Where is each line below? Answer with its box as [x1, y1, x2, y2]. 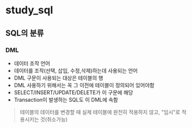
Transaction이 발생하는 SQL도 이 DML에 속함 [13, 96, 118, 103]
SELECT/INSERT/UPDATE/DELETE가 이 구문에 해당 [13, 88, 134, 96]
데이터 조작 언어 [13, 59, 50, 67]
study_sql [5, 3, 54, 17]
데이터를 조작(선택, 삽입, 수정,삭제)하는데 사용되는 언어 [13, 67, 138, 74]
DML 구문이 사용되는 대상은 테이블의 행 [13, 74, 103, 81]
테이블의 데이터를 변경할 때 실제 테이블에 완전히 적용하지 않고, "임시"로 [19, 108, 180, 115]
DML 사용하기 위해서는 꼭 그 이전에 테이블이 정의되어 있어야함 [13, 81, 155, 88]
